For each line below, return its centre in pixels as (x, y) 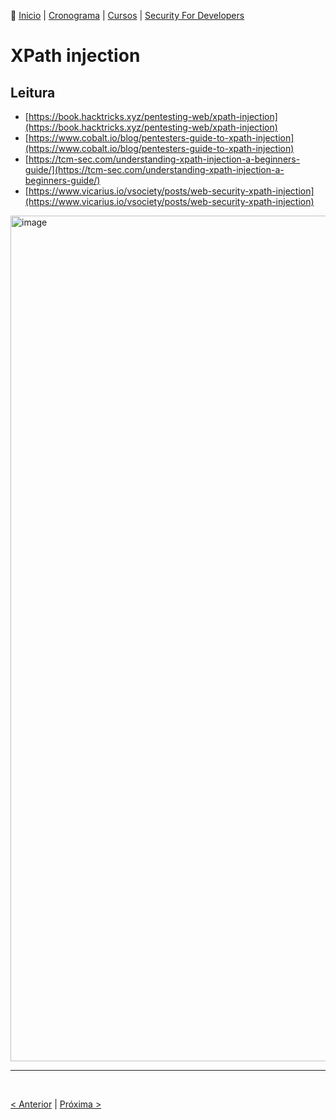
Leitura (33, 92)
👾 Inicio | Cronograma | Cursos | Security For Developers (127, 15)
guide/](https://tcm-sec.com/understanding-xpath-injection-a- (154, 169)
